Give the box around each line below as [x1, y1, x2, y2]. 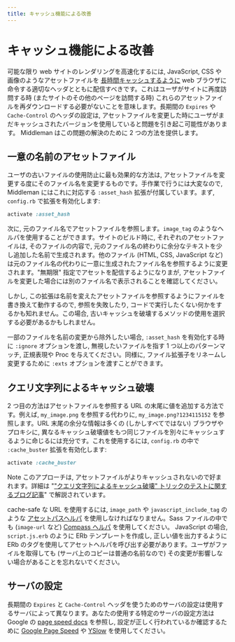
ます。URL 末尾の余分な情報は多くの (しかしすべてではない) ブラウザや [19, 419, 224, 428]
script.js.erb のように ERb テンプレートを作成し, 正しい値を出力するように [7, 531, 227, 540]
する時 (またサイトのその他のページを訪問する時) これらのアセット [13, 93, 205, 102]
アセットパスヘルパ [27, 514, 83, 522]
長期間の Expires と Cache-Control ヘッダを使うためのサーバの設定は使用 [7, 600, 218, 608]
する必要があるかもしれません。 [7, 318, 99, 326]
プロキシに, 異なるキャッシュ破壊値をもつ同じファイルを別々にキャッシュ [7, 428, 219, 436]
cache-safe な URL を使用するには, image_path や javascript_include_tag [7, 505, 220, 513]
